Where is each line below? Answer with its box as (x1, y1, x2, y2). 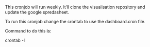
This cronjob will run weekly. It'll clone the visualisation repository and (5, 4, 146, 10)
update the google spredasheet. (5, 9, 69, 15)
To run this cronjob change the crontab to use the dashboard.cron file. (5, 19, 146, 24)
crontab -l (5, 37, 25, 43)
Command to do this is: (5, 28, 51, 33)
